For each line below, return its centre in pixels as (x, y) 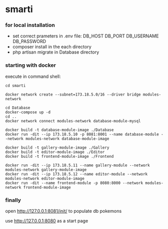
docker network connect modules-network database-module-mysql (73, 121)
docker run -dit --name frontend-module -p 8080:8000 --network (74, 183)
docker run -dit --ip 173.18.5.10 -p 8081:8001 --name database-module (82, 134)
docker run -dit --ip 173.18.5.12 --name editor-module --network (76, 174)
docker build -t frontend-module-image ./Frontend (60, 156)
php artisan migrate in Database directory (56, 52)
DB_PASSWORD (29, 41)
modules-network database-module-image (67, 139)
